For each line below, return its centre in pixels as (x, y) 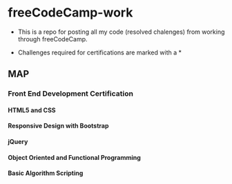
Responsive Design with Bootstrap (58, 126)
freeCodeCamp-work (70, 13)
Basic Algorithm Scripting (46, 173)
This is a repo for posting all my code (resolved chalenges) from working (121, 32)
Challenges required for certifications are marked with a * (100, 52)
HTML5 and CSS (32, 110)
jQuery (18, 142)
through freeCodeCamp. (53, 39)
